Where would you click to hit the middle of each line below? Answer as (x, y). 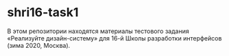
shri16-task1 (43, 12)
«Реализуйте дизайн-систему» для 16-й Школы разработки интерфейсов (114, 38)
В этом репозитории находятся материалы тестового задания (98, 31)
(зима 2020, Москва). (39, 45)
